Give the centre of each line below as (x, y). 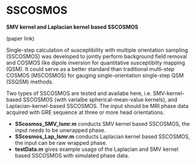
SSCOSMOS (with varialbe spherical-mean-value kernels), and (100, 100)
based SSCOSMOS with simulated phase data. (72, 155)
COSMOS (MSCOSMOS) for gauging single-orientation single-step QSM (95, 75)
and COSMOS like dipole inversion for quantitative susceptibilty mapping (96, 63)
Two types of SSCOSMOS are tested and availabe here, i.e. (79, 93)
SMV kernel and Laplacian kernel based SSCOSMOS (72, 27)
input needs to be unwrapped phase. (60, 130)
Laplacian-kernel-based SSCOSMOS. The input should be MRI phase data (97, 106)
